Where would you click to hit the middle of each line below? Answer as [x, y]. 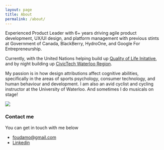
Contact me [20, 117]
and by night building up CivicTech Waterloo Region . [59, 64]
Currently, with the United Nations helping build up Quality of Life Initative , [81, 59]
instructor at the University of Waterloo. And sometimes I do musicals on [80, 89]
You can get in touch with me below [42, 128]
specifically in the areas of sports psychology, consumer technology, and [80, 79]
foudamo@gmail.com [34, 137]
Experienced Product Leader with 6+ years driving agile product [71, 33]
